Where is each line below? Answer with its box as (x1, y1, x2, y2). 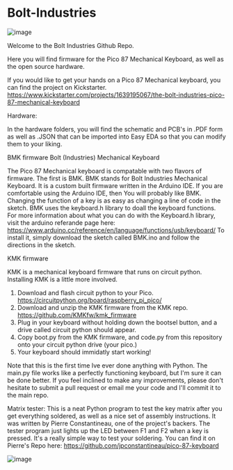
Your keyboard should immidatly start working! (17, 347, 152, 356)
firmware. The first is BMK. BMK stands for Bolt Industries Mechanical (7, 174, 208, 182)
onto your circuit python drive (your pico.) (17, 340, 138, 349)
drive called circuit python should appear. (17, 325, 137, 334)
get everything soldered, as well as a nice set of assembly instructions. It (7, 412, 216, 420)
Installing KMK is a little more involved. (7, 275, 118, 283)
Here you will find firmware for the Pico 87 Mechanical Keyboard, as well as (7, 54, 224, 63)
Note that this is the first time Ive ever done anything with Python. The (7, 361, 208, 370)
